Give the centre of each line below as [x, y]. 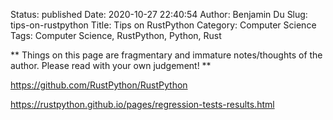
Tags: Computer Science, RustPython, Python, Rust [116, 35]
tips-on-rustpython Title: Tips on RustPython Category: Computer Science [163, 25]
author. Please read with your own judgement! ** [111, 65]
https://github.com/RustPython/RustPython [99, 85]
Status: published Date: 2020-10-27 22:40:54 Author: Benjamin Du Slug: [159, 14]
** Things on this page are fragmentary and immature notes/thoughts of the [166, 55]
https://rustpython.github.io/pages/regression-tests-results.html [142, 104]
